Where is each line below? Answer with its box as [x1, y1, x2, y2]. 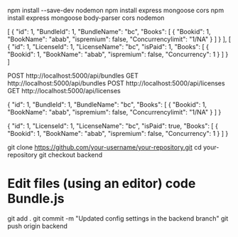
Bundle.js [7, 191, 65, 207]
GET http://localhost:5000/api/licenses [7, 87, 121, 95]
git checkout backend [38, 151, 103, 159]
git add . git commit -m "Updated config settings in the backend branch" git [7, 214, 229, 223]
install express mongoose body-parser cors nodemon [7, 14, 165, 22]
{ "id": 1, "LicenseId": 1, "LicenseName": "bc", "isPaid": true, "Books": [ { [7, 122, 218, 130]
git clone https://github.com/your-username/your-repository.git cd [7, 143, 202, 152]
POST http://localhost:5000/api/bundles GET [7, 71, 139, 80]
